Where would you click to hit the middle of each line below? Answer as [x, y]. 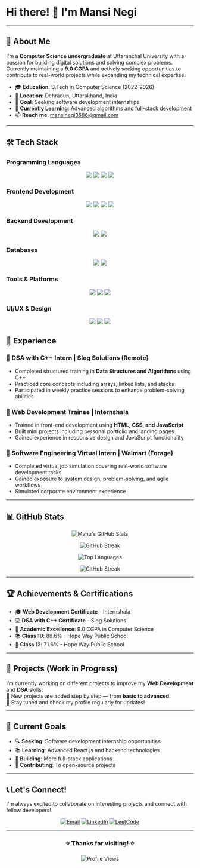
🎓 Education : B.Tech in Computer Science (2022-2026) [85, 87]
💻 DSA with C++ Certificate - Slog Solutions [71, 620]
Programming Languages [44, 162]
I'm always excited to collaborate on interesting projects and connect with [97, 804]
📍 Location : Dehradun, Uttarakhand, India [66, 96]
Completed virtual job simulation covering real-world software [91, 466]
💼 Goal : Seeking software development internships [77, 102]
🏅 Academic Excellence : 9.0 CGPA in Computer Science [84, 629]
